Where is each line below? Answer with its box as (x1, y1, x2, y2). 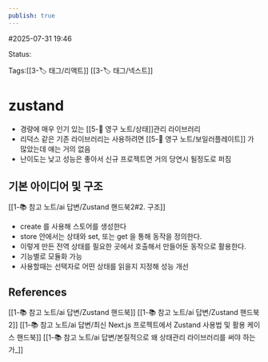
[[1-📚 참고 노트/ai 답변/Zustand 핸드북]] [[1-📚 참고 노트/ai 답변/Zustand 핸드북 (8, 308, 260, 317)
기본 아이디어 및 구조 (8, 179, 103, 193)
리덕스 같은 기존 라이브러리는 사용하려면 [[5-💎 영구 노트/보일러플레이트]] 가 (19, 133, 254, 144)
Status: (8, 49, 32, 58)
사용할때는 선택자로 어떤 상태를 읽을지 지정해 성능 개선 (19, 261, 190, 272)
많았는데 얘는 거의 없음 (19, 144, 91, 153)
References (8, 285, 67, 299)
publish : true (8, 11, 56, 20)
